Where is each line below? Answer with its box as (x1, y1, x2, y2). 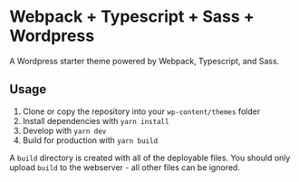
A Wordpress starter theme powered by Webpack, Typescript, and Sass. (9, 55, 280, 66)
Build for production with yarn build (22, 134, 159, 146)
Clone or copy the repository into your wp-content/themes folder (22, 106, 261, 117)
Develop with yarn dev (22, 125, 107, 136)
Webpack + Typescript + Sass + (9, 6, 256, 27)
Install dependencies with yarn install (22, 115, 169, 126)
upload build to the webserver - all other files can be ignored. (9, 161, 240, 173)
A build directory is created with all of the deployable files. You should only (9, 152, 291, 163)
